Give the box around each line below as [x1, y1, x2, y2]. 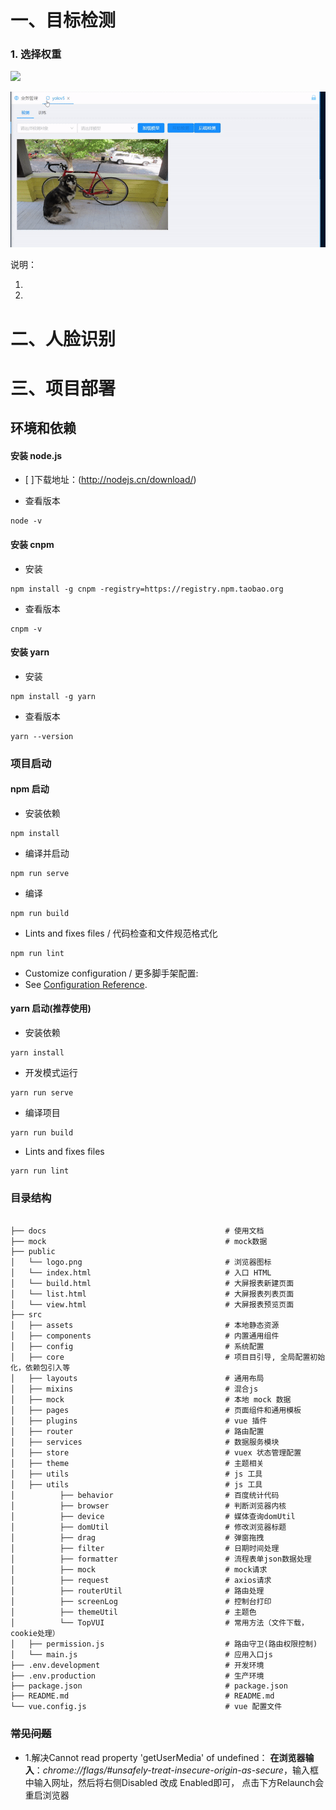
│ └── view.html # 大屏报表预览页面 [10, 1300, 295, 1310]
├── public [10, 1247, 56, 1257]
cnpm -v [10, 624, 43, 634]
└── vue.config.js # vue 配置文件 [10, 1702, 283, 1712]
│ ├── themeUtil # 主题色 [10, 1607, 257, 1618]
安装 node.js [10, 449, 63, 461]
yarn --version [10, 731, 74, 741]
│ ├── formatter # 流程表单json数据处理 [10, 1554, 312, 1565]
